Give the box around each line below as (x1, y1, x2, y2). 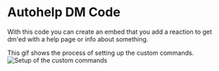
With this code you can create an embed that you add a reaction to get (7, 27, 213, 36)
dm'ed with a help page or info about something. (7, 34, 149, 43)
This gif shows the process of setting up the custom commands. (7, 49, 194, 57)
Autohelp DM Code (7, 4, 121, 20)
